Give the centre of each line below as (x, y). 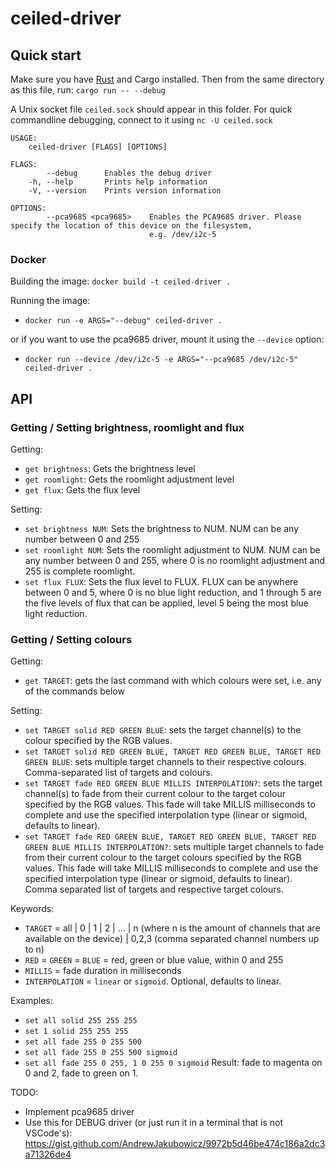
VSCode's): (48, 1133)
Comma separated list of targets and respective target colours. (154, 889)
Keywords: (32, 909)
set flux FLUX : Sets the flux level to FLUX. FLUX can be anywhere (161, 581)
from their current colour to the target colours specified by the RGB (163, 858)
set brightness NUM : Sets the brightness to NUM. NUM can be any (162, 528)
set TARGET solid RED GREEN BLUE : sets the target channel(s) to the (163, 730)
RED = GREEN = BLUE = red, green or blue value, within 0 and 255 (154, 960)
